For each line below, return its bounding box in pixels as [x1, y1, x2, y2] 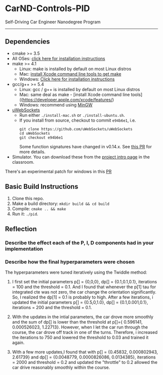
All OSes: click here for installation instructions [12, 55, 105, 61]
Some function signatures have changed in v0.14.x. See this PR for [19, 143, 152, 149]
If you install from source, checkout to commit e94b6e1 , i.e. [19, 117, 136, 123]
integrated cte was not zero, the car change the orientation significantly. [12, 289, 157, 295]
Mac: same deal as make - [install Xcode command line [19, 92, 130, 97]
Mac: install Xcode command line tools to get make [19, 71, 121, 77]
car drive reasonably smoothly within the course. [12, 364, 110, 371]
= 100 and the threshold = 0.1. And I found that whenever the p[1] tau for [12, 284, 156, 290]
